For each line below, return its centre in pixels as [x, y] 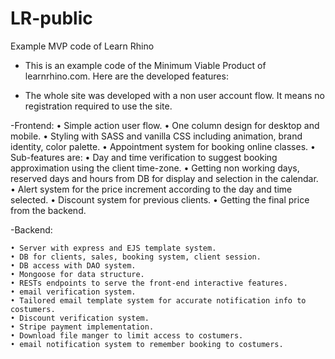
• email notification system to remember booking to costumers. [147, 344]
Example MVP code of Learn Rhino [82, 46]
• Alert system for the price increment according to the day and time [151, 189]
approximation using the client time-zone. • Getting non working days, [155, 168]
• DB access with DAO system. [73, 265]
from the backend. [48, 210]
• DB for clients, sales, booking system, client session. [136, 257]
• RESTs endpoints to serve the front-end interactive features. [149, 283]
